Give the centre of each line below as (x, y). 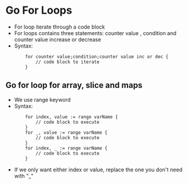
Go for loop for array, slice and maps (74, 85)
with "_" (24, 175)
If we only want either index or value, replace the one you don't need (98, 170)
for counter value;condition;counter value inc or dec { (97, 57)
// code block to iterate (68, 62)
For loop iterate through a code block (59, 27)
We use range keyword (42, 99)
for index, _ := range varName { (66, 148)
